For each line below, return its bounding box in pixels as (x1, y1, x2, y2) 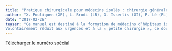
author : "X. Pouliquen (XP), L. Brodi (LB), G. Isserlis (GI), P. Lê (5, 12, 157, 17)
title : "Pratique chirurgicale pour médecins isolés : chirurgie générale (5, 7, 168, 13)
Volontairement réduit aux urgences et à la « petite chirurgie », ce (5, 26, 159, 31)
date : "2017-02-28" (5, 17, 47, 22)
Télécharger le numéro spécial (5, 40, 70, 46)
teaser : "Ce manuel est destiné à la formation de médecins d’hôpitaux (5, 21, 161, 27)
